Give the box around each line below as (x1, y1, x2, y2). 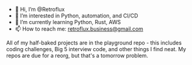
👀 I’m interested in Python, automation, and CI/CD (14, 12, 138, 19)
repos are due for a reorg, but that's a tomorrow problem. (6, 52, 149, 59)
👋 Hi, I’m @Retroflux (14, 6, 65, 13)
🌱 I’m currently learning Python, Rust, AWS (14, 19, 122, 25)
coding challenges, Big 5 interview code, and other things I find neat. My (6, 46, 187, 52)
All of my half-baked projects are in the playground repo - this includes (6, 39, 182, 46)
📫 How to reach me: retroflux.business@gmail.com (14, 25, 143, 32)
